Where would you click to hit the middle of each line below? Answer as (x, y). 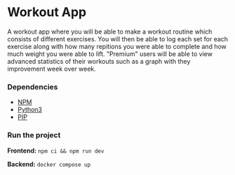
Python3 (29, 110)
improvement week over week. (52, 69)
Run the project (34, 135)
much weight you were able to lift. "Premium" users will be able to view (110, 54)
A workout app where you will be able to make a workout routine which (110, 31)
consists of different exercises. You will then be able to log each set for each (118, 38)
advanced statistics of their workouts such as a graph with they (99, 61)
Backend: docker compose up (49, 164)
